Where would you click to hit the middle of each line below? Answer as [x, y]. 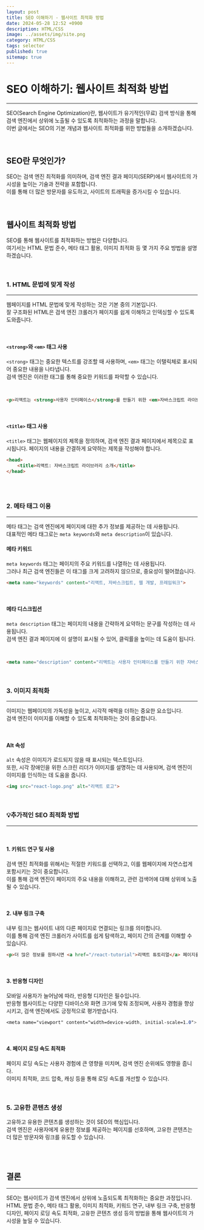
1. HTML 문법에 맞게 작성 [41, 285]
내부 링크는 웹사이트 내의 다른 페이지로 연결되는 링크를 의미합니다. [84, 928]
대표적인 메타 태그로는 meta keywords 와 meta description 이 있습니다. [90, 534]
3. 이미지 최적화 [28, 691]
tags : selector [25, 46]
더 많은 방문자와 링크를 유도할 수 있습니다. [56, 1137]
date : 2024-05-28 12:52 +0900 [45, 23]
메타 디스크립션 [24, 609]
